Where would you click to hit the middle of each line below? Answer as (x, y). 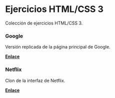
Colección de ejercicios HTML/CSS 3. (44, 23)
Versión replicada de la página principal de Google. (58, 47)
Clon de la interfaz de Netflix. (35, 80)
